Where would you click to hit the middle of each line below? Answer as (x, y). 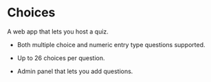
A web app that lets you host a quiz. (58, 31)
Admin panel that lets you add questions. (75, 71)
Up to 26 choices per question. (61, 58)
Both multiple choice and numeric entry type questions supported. (111, 44)
